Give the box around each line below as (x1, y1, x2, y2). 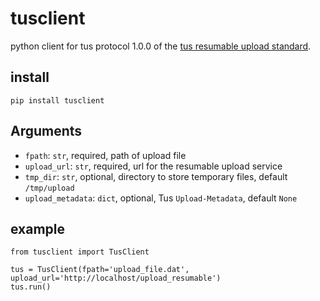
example (10, 220, 66, 237)
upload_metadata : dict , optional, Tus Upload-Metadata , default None (24, 192, 298, 204)
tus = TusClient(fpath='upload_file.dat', (10, 265, 190, 275)
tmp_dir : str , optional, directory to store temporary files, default (24, 170, 288, 182)
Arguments (10, 123, 83, 140)
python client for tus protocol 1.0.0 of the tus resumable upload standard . (10, 40, 312, 52)
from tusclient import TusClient (10, 247, 150, 257)
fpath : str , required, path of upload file (24, 149, 187, 161)
